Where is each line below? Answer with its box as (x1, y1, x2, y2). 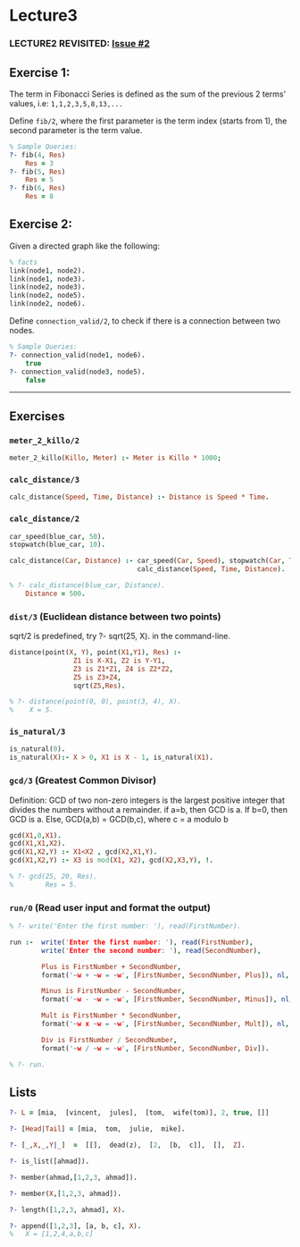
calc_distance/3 (9, 475, 80, 484)
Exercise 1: (9, 64, 71, 80)
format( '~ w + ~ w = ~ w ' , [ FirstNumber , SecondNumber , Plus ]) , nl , (41, 971, 290, 980)
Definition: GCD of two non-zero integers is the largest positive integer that (9, 795, 286, 805)
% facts (9, 257, 38, 266)
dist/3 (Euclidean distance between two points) (9, 610, 221, 622)
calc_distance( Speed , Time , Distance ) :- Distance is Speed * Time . (9, 493, 270, 501)
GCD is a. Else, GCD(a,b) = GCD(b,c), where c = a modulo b (9, 813, 229, 824)
